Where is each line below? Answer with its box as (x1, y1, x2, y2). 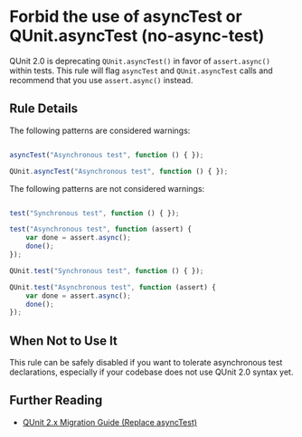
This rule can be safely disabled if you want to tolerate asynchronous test (9, 357, 283, 368)
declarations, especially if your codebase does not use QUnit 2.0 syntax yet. (9, 366, 294, 377)
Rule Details (9, 101, 79, 117)
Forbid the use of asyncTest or (9, 6, 242, 27)
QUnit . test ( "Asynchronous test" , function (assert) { (9, 282, 217, 291)
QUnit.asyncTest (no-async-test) (9, 25, 265, 46)
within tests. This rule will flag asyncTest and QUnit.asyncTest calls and (9, 65, 273, 76)
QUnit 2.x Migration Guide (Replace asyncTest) (22, 416, 197, 427)
